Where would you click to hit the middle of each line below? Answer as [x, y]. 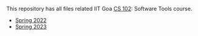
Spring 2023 [31, 27]
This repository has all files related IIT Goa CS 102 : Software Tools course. [99, 9]
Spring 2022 [31, 20]
